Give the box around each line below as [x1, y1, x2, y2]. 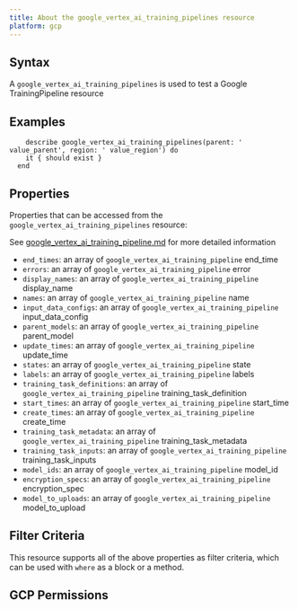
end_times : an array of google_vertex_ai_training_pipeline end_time [22, 253, 279, 265]
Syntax [9, 55, 50, 70]
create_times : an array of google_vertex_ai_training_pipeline [22, 406, 255, 418]
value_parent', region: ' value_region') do [9, 146, 179, 155]
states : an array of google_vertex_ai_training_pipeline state [22, 358, 251, 369]
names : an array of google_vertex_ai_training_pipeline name [22, 292, 250, 303]
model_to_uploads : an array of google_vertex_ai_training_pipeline [22, 492, 271, 503]
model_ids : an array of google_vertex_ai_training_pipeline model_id [22, 463, 278, 474]
